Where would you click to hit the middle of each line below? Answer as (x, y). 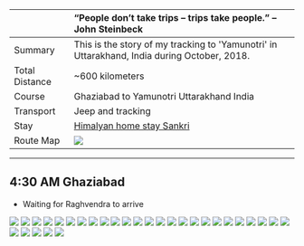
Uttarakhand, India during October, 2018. (162, 56)
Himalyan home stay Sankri (132, 126)
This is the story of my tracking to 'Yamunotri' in (176, 44)
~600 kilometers (109, 76)
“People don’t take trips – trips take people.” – (176, 18)
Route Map (37, 141)
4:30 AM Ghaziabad (67, 182)
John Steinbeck (108, 29)
